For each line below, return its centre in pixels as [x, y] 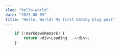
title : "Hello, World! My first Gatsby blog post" [60, 19]
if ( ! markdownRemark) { [40, 34]
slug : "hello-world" [27, 10]
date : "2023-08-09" [26, 15]
